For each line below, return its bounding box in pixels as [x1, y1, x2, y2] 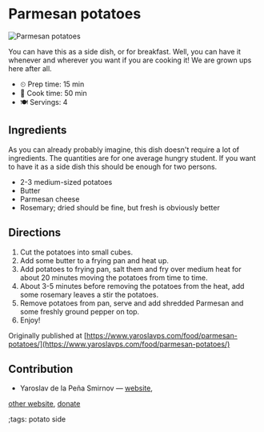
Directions [8, 226, 62, 240]
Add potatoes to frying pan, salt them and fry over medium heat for [19, 264, 242, 274]
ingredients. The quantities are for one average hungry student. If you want [8, 153, 256, 162]
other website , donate [8, 399, 81, 409]
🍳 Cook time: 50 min [19, 88, 87, 98]
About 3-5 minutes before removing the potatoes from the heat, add [19, 281, 245, 290]
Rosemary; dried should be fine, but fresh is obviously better [19, 202, 220, 212]
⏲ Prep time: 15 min [19, 79, 85, 89]
